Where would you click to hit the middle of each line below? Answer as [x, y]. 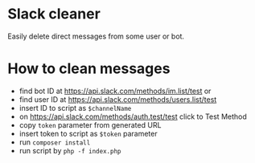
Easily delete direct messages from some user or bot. [96, 36]
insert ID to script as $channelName [75, 108]
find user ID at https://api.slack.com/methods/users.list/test [118, 99]
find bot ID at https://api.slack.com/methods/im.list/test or [115, 91]
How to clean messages [89, 69]
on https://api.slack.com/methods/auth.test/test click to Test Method [133, 116]
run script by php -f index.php [70, 150]
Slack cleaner [54, 14]
